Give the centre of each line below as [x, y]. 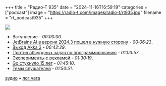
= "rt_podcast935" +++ [29, 18]
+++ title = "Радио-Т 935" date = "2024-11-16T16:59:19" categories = [76, 7]
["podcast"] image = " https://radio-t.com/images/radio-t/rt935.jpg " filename [83, 12]
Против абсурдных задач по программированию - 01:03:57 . [76, 52]
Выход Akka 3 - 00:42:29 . [39, 47]
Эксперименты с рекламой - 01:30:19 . [53, 58]
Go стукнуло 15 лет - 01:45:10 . [44, 63]
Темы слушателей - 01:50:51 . [43, 68]
